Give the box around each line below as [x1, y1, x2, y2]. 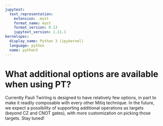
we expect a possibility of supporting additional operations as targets [5, 105, 144, 111]
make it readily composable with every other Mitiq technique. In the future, [5, 100, 155, 106]
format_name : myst [14, 20, 51, 26]
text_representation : [9, 12, 54, 16]
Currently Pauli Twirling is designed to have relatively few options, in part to [5, 95, 157, 101]
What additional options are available [5, 68, 159, 79]
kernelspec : [5, 34, 29, 39]
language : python [9, 43, 45, 48]
